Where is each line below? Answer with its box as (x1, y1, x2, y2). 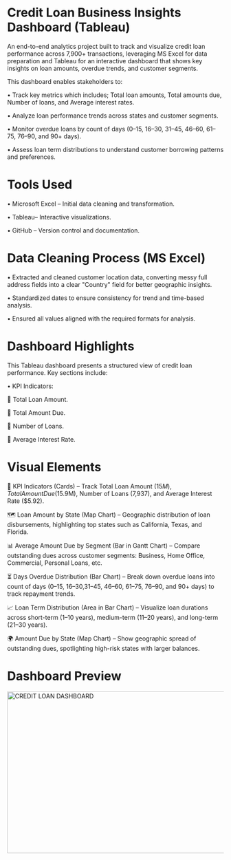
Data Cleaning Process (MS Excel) (7, 250, 206, 266)
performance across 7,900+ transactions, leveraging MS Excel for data (7, 50, 208, 58)
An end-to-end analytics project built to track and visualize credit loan (7, 42, 206, 50)
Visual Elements (7, 459, 102, 475)
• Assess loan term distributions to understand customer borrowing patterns (7, 145, 224, 153)
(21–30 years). (7, 621, 48, 629)
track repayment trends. (7, 590, 76, 598)
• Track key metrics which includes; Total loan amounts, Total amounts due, (7, 91, 222, 99)
